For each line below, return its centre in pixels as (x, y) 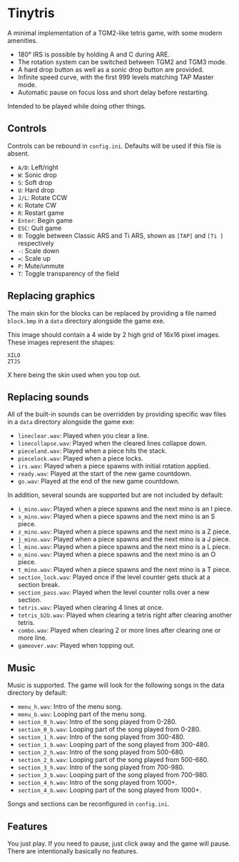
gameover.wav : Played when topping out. (76, 646)
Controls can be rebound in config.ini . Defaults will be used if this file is (115, 146)
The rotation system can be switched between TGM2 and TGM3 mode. (122, 61)
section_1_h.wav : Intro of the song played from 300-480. (101, 737)
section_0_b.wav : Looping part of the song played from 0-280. (109, 729)
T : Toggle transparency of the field (68, 274)
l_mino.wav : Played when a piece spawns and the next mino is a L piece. (124, 547)
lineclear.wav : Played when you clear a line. (83, 436)
